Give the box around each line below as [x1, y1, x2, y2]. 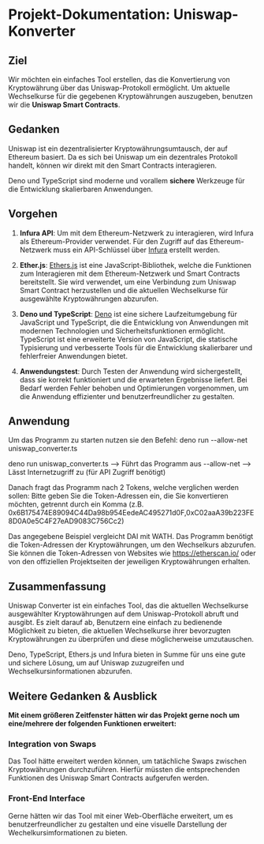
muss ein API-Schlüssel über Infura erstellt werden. [53, 245, 221, 254]
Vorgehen [8, 207, 58, 220]
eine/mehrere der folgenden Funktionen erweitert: [8, 719, 177, 729]
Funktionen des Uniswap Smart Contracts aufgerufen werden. [8, 773, 210, 783]
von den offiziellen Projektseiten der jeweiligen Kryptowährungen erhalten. [8, 557, 251, 567]
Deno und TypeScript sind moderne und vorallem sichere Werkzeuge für [8, 175, 246, 185]
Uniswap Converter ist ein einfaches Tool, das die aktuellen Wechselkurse [8, 601, 249, 610]
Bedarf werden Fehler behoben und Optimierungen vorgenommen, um [19, 383, 249, 393]
